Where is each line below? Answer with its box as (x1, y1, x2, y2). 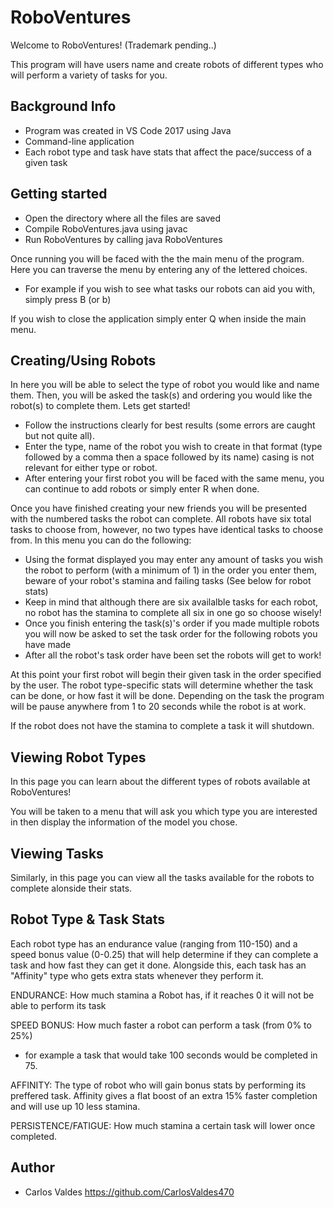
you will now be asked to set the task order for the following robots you (24, 628, 318, 640)
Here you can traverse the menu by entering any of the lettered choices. (10, 263, 308, 275)
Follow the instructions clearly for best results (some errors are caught (24, 419, 316, 431)
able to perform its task (10, 999, 107, 1011)
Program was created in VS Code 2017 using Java (24, 124, 232, 136)
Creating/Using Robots (10, 352, 157, 369)
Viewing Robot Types (10, 749, 147, 766)
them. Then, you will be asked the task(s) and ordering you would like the (10, 389, 313, 401)
